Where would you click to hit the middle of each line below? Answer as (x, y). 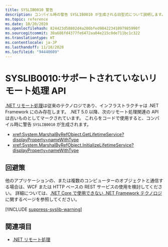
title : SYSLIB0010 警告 (29, 10)
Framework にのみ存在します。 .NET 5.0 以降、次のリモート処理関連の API (82, 112)
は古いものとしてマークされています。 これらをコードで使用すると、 (76, 118)
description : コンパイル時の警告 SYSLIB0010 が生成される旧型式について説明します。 (85, 15)
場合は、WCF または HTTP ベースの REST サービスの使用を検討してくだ (84, 187)
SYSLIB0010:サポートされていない (77, 78)
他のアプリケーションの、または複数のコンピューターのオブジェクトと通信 (82, 181)
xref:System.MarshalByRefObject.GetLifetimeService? (68, 135)
